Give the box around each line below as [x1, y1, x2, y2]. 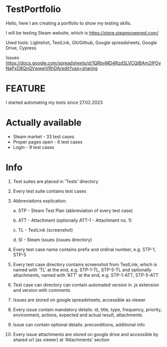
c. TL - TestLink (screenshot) [13, 227, 73, 233]
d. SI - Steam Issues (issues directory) [13, 237, 92, 243]
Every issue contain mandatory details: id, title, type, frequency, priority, [13, 306, 162, 312]
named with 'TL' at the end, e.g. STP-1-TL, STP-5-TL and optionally [13, 267, 152, 273]
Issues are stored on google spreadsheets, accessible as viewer [13, 297, 146, 303]
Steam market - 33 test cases [13, 133, 75, 139]
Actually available [6, 117, 82, 128]
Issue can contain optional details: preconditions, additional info [13, 321, 145, 327]
